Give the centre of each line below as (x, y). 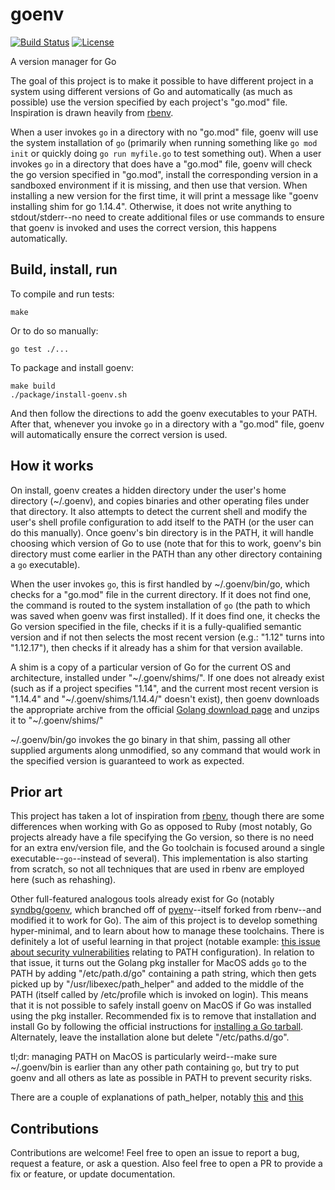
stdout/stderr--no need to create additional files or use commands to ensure (167, 217)
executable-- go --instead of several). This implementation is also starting (159, 859)
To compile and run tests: (62, 294)
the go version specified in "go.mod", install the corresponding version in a (164, 174)
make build (33, 386)
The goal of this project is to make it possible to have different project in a (162, 80)
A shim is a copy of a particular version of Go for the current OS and (151, 667)
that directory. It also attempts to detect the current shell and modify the (159, 511)
